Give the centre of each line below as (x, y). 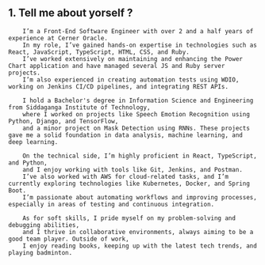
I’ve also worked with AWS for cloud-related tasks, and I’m (125, 176)
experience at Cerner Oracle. (58, 38)
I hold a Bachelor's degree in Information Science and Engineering (138, 100)
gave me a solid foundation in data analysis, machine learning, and (126, 135)
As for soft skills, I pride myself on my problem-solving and (129, 218)
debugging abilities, (44, 225)
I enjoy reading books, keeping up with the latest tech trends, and (140, 246)
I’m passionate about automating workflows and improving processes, (140, 197)
